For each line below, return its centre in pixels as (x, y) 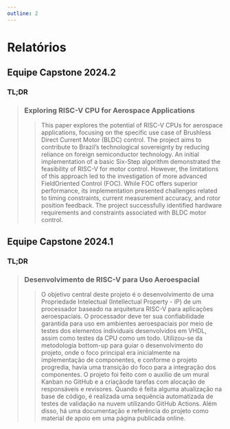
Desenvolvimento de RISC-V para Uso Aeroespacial (112, 280)
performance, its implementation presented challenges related (129, 191)
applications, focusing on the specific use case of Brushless (126, 133)
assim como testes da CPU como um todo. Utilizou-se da (122, 338)
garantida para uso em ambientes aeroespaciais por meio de (127, 323)
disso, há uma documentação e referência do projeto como (125, 411)
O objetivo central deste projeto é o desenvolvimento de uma (127, 295)
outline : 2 (23, 13)
